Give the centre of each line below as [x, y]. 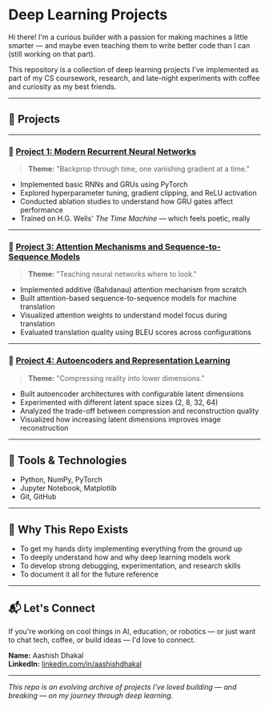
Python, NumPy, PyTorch [61, 479]
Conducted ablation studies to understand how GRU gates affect [126, 201]
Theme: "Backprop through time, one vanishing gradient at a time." [139, 169]
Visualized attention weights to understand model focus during [123, 315]
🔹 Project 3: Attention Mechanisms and [86, 246]
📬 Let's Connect [52, 608]
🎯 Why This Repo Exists [68, 530]
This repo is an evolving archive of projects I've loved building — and [122, 687]
